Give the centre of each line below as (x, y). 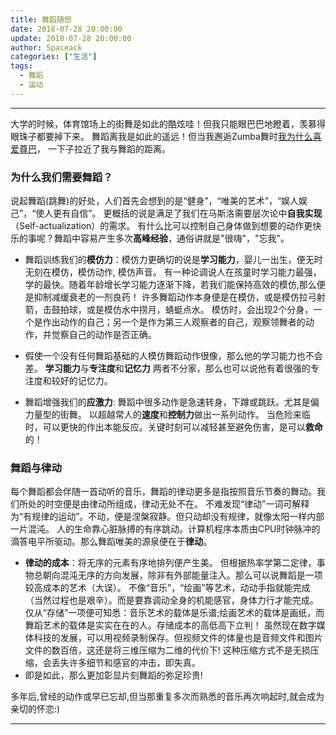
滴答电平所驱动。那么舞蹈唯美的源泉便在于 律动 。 (111, 542)
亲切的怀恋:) (35, 709)
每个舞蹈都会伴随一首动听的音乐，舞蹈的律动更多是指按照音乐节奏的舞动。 (163, 492)
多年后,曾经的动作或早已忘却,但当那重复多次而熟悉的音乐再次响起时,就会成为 (167, 697)
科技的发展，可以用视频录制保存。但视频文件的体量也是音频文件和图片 (178, 638)
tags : (21, 66)
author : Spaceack (46, 47)
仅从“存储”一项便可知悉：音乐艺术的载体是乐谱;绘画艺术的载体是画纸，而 (174, 613)
